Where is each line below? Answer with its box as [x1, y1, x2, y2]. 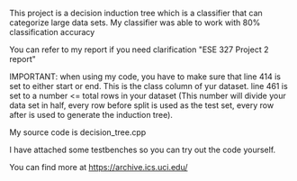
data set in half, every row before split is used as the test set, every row [9, 100, 274, 111]
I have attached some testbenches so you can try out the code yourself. [9, 144, 276, 155]
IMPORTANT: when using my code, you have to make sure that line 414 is [9, 71, 282, 82]
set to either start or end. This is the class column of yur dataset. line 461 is [9, 81, 288, 91]
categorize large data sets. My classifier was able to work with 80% [9, 17, 261, 28]
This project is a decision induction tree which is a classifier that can [9, 8, 263, 18]
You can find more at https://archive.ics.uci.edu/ [9, 162, 188, 172]
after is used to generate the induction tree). [9, 110, 174, 120]
